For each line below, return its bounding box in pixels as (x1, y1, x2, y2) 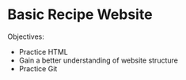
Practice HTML (18, 47, 68, 56)
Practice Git (18, 63, 58, 73)
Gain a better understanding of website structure (18, 55, 179, 65)
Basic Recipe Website (7, 6, 153, 24)
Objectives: (7, 32, 44, 41)
